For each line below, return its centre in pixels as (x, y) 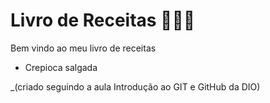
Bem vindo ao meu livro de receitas (83, 48)
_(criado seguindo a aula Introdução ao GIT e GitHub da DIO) (135, 86)
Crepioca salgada (61, 67)
